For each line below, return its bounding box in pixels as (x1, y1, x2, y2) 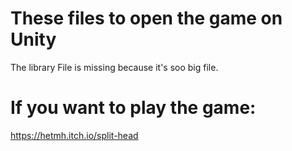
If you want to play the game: (10, 97, 257, 119)
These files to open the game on (10, 7, 283, 30)
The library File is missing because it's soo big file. (10, 61, 219, 73)
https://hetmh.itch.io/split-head (10, 129, 139, 141)
